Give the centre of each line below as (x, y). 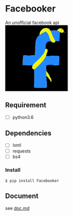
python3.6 (23, 117)
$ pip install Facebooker (32, 180)
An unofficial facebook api (32, 22)
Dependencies (28, 133)
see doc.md (17, 208)
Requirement (26, 105)
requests (21, 151)
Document (22, 196)
